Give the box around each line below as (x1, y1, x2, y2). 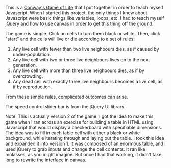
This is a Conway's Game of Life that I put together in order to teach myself (5, 5, 164, 10)
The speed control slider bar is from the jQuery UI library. (5, 104, 126, 109)
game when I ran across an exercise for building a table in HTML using (5, 119, 154, 125)
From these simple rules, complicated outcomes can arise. (5, 94, 129, 100)
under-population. (12, 51, 51, 57)
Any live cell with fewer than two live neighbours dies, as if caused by (12, 46, 159, 52)
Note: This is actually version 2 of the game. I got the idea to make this (5, 113, 154, 119)
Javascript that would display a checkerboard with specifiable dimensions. (5, 125, 162, 130)
